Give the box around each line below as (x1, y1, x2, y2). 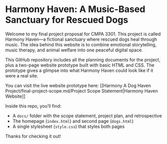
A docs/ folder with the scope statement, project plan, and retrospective (12, 112, 162, 119)
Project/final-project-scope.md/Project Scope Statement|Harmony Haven (5, 88, 158, 94)
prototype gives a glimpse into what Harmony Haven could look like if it (5, 67, 153, 74)
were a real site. (5, 73, 39, 79)
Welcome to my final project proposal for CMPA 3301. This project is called (5, 31, 161, 37)
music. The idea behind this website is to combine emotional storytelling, (5, 41, 157, 47)
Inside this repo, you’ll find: (5, 103, 62, 109)
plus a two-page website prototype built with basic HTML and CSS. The (5, 62, 155, 68)
